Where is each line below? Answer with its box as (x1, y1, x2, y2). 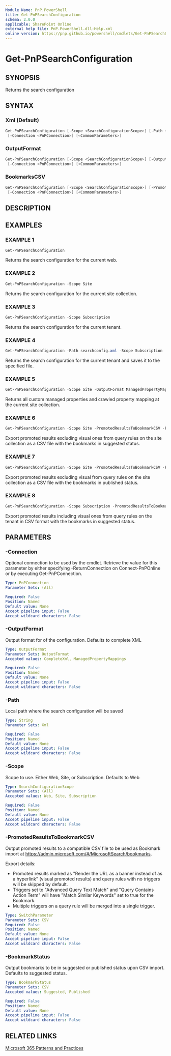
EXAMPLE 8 (5, 492, 36, 499)
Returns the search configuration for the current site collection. (5, 291, 137, 297)
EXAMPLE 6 (5, 414, 36, 421)
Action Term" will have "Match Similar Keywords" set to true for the (12, 892, 154, 898)
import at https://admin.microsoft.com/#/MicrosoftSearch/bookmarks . (5, 850, 152, 857)
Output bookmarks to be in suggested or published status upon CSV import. (5, 965, 165, 971)
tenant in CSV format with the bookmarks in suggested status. (5, 518, 136, 524)
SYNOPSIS (5, 73, 40, 82)
